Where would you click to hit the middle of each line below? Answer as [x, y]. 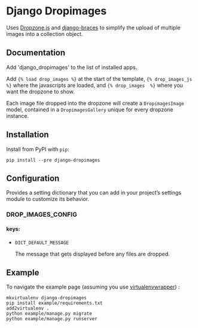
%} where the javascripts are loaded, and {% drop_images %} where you [95, 85]
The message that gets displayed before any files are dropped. [92, 254]
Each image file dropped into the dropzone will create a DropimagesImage [95, 103]
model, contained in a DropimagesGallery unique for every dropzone [90, 110]
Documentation [36, 53]
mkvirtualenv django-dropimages [46, 298]
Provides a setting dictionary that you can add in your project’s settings [94, 193]
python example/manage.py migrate [49, 314]
